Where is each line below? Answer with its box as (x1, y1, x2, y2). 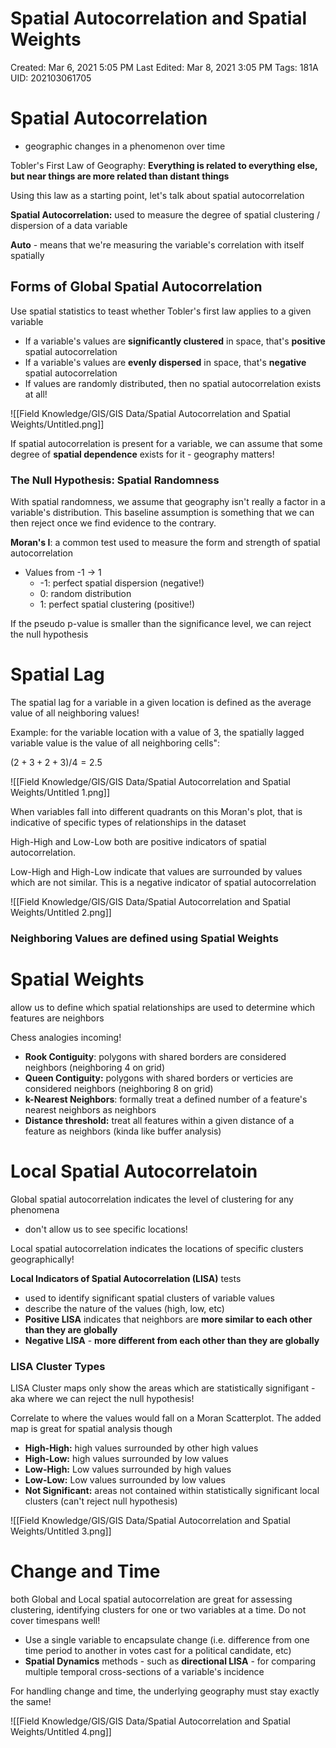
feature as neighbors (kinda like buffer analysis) (24, 1125, 222, 1137)
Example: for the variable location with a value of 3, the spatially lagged (10, 726, 305, 738)
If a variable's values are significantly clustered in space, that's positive (24, 335, 326, 347)
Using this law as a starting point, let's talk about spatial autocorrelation (10, 189, 305, 201)
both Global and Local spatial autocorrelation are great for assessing (10, 1593, 293, 1605)
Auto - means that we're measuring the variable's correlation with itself (10, 238, 305, 251)
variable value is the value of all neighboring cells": (10, 737, 221, 749)
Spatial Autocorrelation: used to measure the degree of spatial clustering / (10, 208, 321, 221)
